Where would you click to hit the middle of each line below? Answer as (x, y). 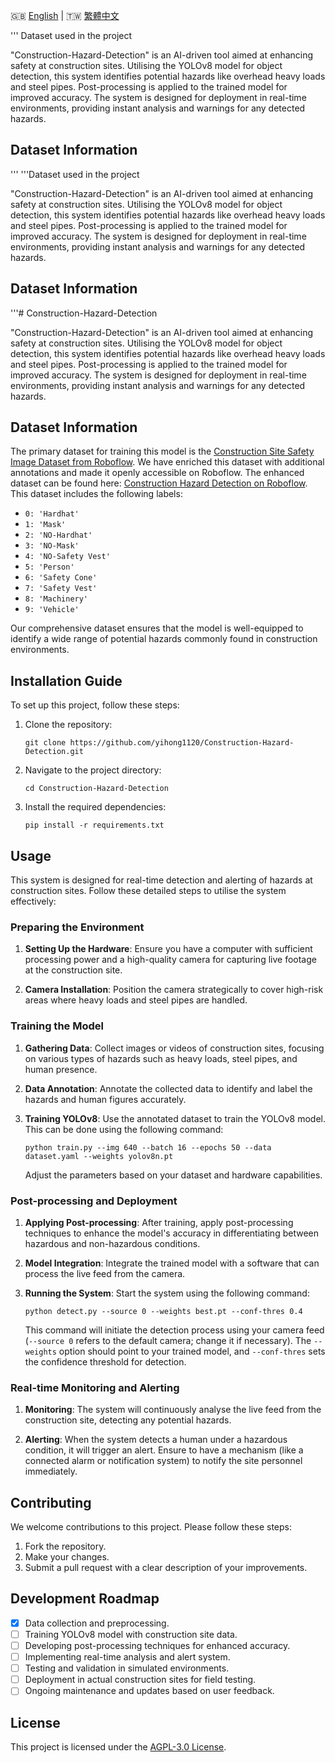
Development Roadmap (85, 1599)
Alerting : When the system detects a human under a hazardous (156, 1440)
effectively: (33, 901)
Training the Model (57, 1026)
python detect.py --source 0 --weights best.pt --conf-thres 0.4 (163, 1311)
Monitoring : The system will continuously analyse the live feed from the (173, 1410)
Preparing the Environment (77, 927)
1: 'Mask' (45, 525)
